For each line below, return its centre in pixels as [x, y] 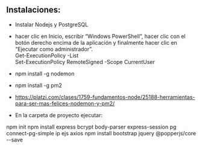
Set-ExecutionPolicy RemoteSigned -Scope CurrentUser [85, 62]
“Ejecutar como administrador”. [54, 49]
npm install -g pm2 [38, 85]
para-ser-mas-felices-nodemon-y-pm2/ [65, 103]
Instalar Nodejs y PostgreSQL [52, 24]
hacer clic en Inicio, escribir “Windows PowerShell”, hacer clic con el [100, 36]
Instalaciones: [33, 10]
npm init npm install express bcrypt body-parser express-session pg [91, 127]
